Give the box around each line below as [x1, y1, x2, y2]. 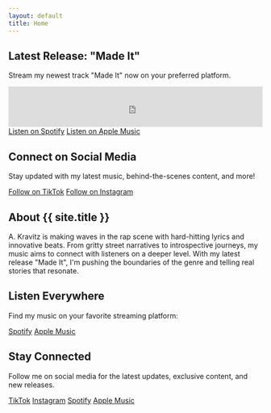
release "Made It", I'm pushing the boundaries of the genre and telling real [8, 257, 255, 267]
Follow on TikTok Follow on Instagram [8, 187, 134, 197]
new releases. [8, 380, 55, 390]
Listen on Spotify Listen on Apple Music [8, 127, 141, 136]
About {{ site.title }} [8, 211, 110, 224]
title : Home [8, 19, 48, 27]
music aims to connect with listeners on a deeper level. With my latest [8, 248, 240, 258]
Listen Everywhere [8, 290, 105, 303]
